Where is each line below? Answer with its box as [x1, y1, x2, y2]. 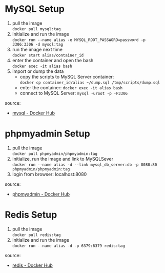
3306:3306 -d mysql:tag [12, 42, 64, 47]
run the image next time [12, 46, 63, 52]
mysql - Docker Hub [12, 110, 55, 116]
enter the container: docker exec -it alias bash [19, 84, 123, 90]
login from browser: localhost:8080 [12, 171, 87, 177]
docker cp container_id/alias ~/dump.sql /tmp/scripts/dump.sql [19, 80, 160, 85]
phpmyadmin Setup [5, 128, 90, 140]
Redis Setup [5, 209, 57, 221]
